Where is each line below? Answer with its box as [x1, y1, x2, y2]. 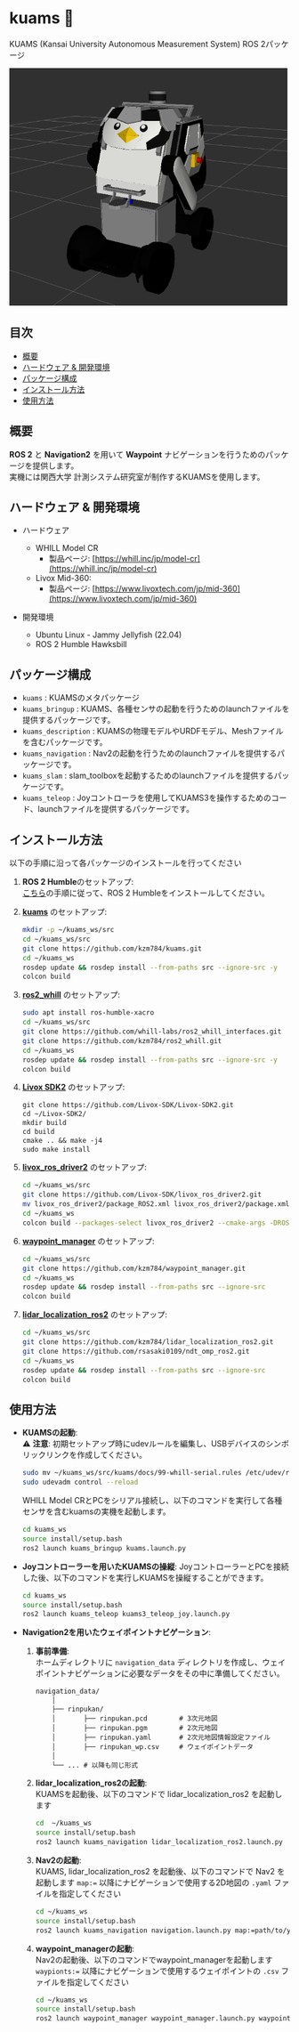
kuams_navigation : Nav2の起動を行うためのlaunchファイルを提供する [21, 748, 278, 759]
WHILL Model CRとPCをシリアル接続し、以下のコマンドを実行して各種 [21, 1495, 283, 1506]
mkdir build [21, 1119, 67, 1128]
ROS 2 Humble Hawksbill [35, 639, 127, 650]
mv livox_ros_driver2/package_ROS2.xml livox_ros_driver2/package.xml [21, 1200, 290, 1209]
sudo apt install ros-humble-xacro [21, 1008, 155, 1017]
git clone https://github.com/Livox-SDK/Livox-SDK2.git [21, 1101, 234, 1110]
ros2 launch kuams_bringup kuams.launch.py [21, 1543, 187, 1552]
